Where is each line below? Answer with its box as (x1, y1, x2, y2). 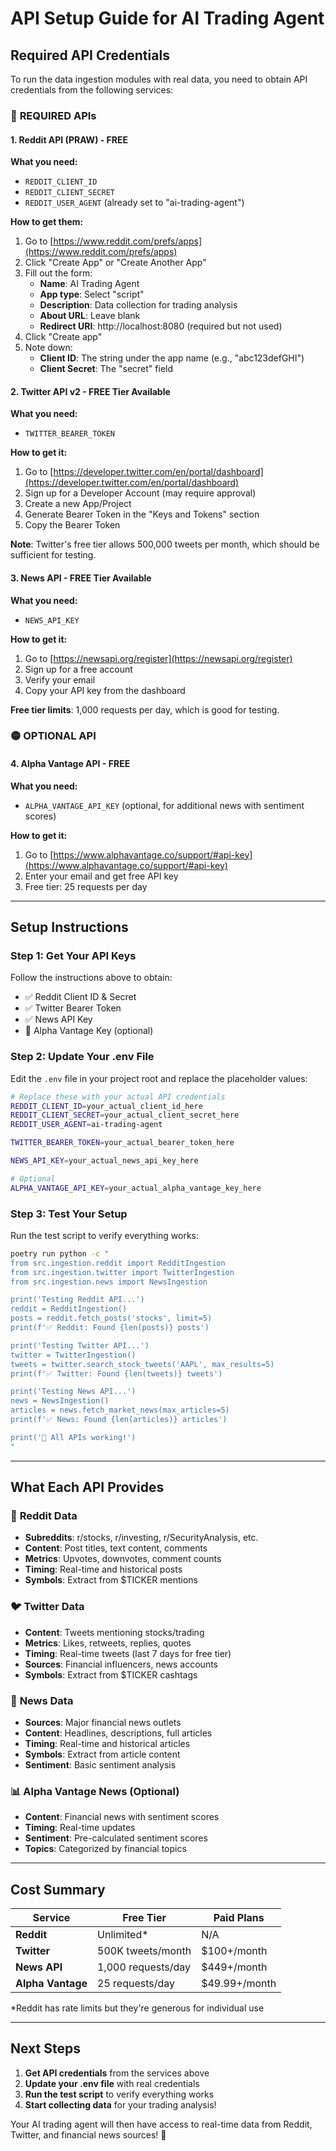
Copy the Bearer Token (24, 519, 121, 531)
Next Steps (10, 2040, 81, 2057)
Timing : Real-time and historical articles (24, 1737, 191, 1749)
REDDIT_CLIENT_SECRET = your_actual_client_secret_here (10, 1110, 240, 1121)
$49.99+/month (201, 1977, 277, 1991)
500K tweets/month (97, 1944, 192, 1958)
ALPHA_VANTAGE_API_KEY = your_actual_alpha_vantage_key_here (10, 1183, 262, 1193)
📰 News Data (10, 1693, 74, 1707)
